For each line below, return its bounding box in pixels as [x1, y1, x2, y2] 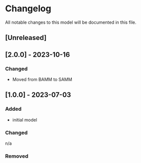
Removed [5, 153, 29, 160]
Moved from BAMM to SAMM [12, 77, 73, 82]
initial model [12, 117, 37, 122]
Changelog [5, 3, 51, 14]
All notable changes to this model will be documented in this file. [5, 19, 137, 25]
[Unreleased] [5, 34, 47, 42]
